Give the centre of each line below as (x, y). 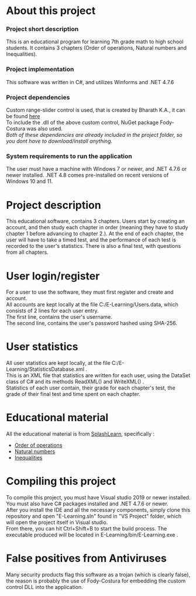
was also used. (44, 129)
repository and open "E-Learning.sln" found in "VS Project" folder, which (94, 516)
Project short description (42, 29)
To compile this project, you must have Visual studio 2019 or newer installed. (98, 498)
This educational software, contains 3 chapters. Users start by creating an (95, 221)
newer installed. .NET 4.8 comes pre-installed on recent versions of (87, 175)
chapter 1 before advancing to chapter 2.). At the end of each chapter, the (95, 234)
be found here (23, 116)
